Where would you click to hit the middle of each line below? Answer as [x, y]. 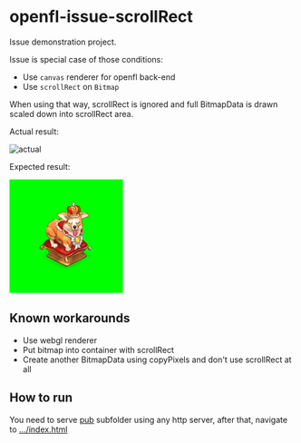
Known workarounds [70, 318]
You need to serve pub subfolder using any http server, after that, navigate [149, 419]
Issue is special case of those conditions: [86, 59]
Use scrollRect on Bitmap [71, 86]
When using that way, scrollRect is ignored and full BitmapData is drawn [144, 104]
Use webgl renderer [60, 340]
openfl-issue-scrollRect [101, 17]
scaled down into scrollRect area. [72, 113]
